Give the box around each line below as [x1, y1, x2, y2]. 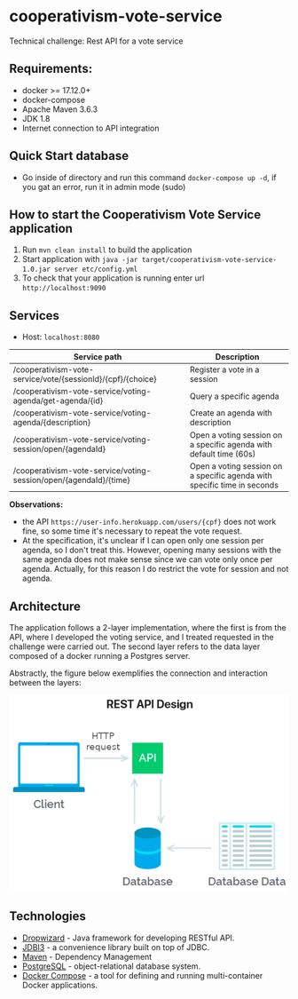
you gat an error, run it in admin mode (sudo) [21, 181, 186, 192]
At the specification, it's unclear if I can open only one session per [21, 535, 264, 546]
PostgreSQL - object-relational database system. [21, 961, 201, 971]
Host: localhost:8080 [21, 331, 100, 343]
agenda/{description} [12, 417, 91, 428]
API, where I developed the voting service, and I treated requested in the [9, 632, 275, 643]
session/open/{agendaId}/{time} [12, 475, 130, 486]
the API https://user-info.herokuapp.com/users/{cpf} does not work [21, 517, 277, 527]
